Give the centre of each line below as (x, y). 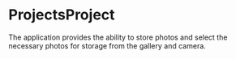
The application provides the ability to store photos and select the (118, 37)
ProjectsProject (62, 15)
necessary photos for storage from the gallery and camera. (107, 45)
